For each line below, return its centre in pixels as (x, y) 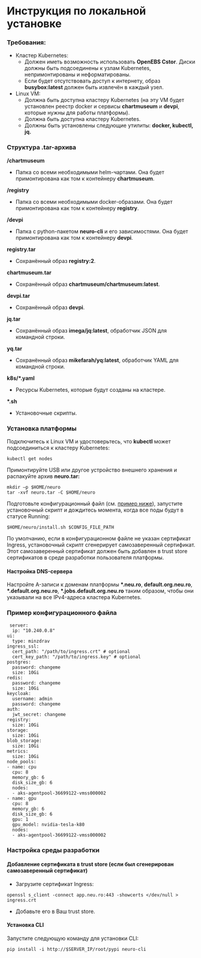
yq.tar (15, 348)
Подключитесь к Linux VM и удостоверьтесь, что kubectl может (89, 442)
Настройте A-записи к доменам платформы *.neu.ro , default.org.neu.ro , (100, 585)
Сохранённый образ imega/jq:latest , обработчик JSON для (91, 330)
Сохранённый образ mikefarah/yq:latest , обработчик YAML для (97, 360)
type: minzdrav (31, 641)
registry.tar (21, 249)
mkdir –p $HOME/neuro (34, 487)
